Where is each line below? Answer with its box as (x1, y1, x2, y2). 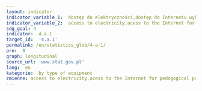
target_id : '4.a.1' (6, 37, 58, 43)
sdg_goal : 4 (6, 25, 36, 32)
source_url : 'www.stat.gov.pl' (6, 59, 85, 65)
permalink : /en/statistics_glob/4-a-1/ (6, 43, 106, 48)
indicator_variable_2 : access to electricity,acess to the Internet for (6, 20, 195, 26)
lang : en (6, 64, 31, 71)
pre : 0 (6, 48, 26, 54)
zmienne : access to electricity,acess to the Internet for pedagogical (6, 75, 189, 81)
